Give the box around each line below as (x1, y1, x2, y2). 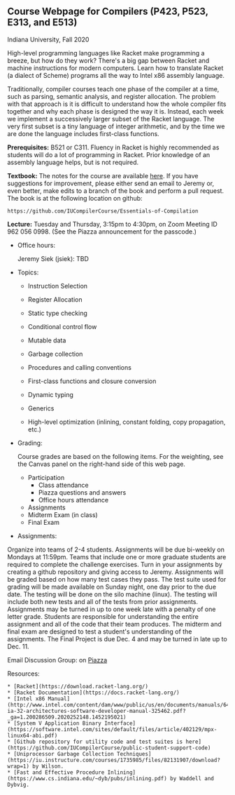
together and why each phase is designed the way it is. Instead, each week (7, 107, 224, 115)
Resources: (7, 669, 40, 678)
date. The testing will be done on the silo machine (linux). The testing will (7, 589, 218, 599)
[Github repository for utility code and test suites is (13, 738, 183, 745)
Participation (27, 473, 65, 481)
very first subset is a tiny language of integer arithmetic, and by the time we (7, 122, 225, 131)
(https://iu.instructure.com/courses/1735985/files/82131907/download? (7, 756, 220, 763)
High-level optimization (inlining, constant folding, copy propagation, (27, 417, 226, 426)
